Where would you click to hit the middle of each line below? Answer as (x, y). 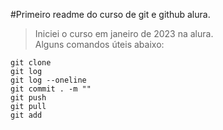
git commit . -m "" (51, 89)
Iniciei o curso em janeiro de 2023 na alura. (124, 33)
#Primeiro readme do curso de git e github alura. (110, 14)
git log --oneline (48, 80)
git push (28, 98)
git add (26, 115)
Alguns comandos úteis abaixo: (99, 44)
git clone (31, 63)
